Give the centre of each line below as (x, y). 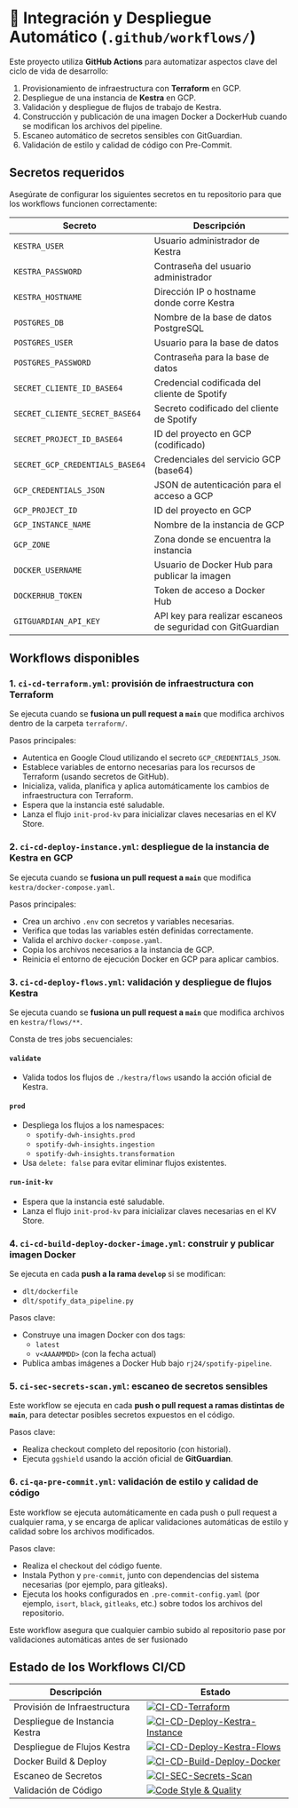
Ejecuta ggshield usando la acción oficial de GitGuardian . (127, 1459)
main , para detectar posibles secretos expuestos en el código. (122, 1415)
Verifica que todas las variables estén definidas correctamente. (138, 931)
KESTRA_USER (39, 246)
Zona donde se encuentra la (212, 539)
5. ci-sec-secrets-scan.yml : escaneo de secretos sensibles (139, 1386)
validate (25, 1059)
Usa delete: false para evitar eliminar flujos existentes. (125, 1163)
